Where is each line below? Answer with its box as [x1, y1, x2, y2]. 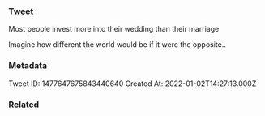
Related [8, 99, 40, 110]
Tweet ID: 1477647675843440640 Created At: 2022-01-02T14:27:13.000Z [8, 79, 257, 88]
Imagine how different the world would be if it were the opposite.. [8, 40, 227, 49]
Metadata [8, 60, 47, 71]
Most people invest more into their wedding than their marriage [8, 24, 220, 34]
